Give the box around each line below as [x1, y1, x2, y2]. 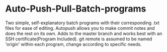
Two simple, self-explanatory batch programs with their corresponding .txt [5, 20, 159, 26]
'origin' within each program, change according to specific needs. [5, 41, 142, 47]
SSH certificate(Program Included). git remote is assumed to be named [5, 36, 152, 42]
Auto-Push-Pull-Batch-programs [5, 3, 146, 15]
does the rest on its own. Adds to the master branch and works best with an [5, 30, 162, 36]
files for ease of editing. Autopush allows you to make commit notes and [5, 25, 155, 31]
